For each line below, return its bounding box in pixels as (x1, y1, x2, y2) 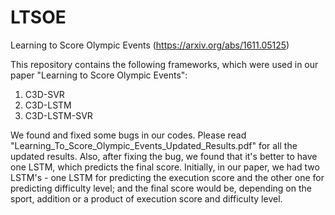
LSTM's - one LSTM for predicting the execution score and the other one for (10, 171, 325, 183)
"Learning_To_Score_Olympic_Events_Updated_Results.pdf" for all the (10, 139, 298, 151)
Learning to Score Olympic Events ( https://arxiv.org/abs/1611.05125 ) (10, 39, 290, 51)
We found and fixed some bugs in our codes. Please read (10, 129, 247, 141)
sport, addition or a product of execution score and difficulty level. (10, 192, 283, 205)
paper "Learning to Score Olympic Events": (10, 69, 188, 81)
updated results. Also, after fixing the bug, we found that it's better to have (10, 150, 318, 162)
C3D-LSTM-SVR (24, 109, 93, 121)
